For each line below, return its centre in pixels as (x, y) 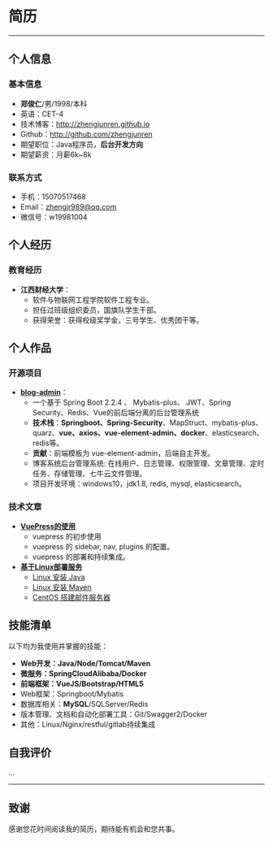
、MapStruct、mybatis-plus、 (212, 423)
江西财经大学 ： (45, 289)
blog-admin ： (44, 392)
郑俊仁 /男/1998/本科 (54, 103)
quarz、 (45, 433)
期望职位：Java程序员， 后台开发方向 (82, 144)
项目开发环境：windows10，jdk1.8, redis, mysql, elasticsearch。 (139, 483)
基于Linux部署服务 (51, 566)
